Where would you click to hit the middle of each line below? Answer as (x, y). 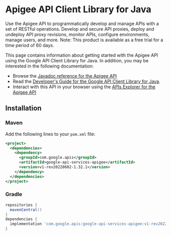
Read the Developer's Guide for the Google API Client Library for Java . (87, 81)
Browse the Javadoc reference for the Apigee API (65, 76)
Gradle (14, 194)
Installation (23, 108)
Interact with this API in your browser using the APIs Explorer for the (84, 87)
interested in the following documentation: (50, 66)
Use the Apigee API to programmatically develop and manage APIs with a (82, 23)
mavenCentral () (26, 210)
